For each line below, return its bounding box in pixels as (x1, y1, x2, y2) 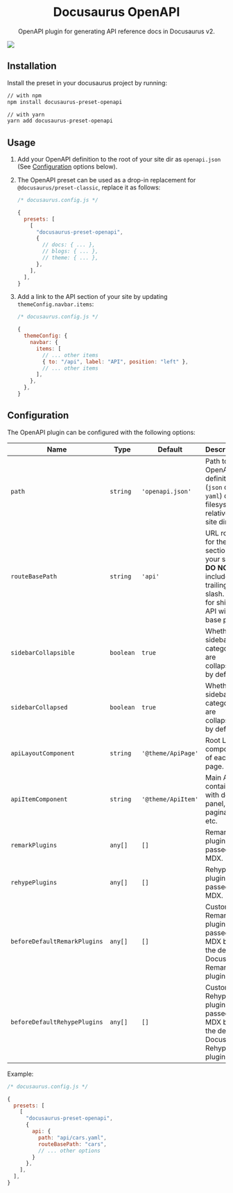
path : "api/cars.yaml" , (37, 1134, 107, 1141)
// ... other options (37, 1147, 101, 1154)
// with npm (7, 92, 42, 99)
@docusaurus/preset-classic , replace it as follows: (17, 183, 161, 191)
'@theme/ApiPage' (141, 749, 199, 757)
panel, (205, 798, 225, 808)
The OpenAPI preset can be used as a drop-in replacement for (17, 176, 196, 184)
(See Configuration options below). (17, 162, 118, 171)
